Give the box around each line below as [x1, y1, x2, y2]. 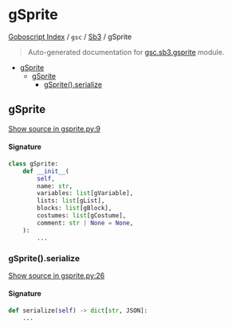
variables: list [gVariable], [37, 189, 134, 197]
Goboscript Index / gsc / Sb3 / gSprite [8, 32, 132, 41]
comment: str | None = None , [37, 219, 134, 227]
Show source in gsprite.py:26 [8, 271, 105, 280]
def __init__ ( [22, 167, 69, 175]
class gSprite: [8, 159, 59, 168]
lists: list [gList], [37, 197, 105, 205]
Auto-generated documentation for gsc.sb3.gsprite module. [27, 47, 225, 57]
